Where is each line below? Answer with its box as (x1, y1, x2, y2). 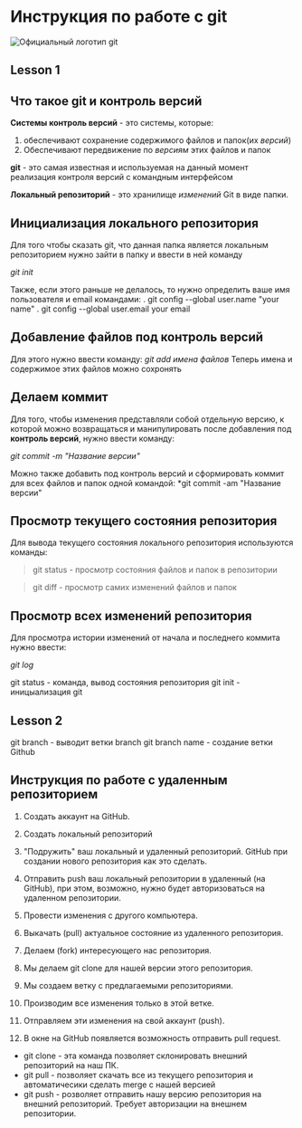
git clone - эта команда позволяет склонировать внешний (23, 1050, 248, 1061)
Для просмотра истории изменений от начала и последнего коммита (10, 632, 281, 644)
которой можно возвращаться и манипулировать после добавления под (10, 423, 292, 434)
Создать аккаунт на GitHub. (23, 810, 130, 821)
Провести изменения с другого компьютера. (23, 910, 198, 921)
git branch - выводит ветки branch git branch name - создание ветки (10, 737, 274, 748)
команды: (10, 547, 48, 558)
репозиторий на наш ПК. (23, 1059, 119, 1070)
